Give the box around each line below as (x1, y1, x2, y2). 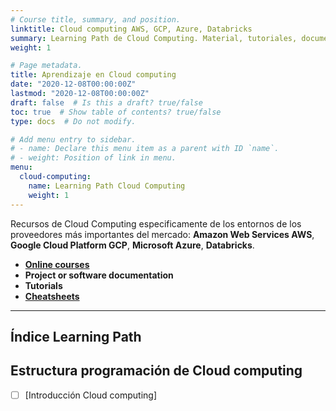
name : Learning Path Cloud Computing (28, 181, 186, 191)
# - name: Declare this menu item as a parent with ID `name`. (10, 144, 280, 154)
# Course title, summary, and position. (10, 14, 182, 25)
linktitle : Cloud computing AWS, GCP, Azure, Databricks (10, 24, 253, 34)
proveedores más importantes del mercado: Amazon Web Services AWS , (10, 228, 315, 240)
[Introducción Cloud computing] (24, 389, 158, 401)
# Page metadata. (10, 61, 83, 71)
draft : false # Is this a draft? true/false (10, 97, 203, 108)
